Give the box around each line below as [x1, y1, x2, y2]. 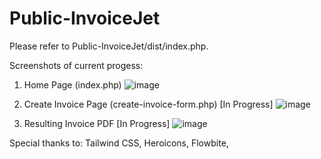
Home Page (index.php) [23, 78, 122, 91]
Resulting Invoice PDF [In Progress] [23, 117, 171, 129]
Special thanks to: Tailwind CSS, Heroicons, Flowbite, [9, 137, 229, 149]
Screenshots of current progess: [9, 59, 144, 71]
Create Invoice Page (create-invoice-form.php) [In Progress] [23, 98, 274, 110]
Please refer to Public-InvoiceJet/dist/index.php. [9, 40, 209, 52]
